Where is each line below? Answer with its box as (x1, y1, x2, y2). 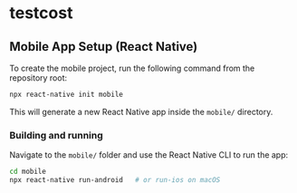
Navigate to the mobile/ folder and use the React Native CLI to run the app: (9, 150, 289, 160)
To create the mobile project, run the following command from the (9, 63, 255, 73)
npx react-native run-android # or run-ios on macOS (9, 176, 221, 185)
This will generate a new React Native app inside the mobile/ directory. (9, 106, 273, 117)
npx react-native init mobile (9, 90, 124, 99)
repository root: (9, 72, 68, 83)
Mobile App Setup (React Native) (9, 39, 198, 54)
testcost (9, 3, 73, 24)
